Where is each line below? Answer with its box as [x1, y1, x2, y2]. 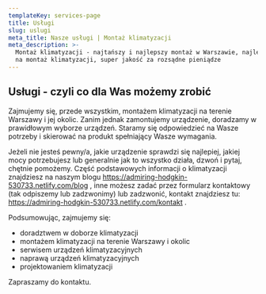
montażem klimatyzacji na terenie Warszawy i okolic [19, 236, 191, 246]
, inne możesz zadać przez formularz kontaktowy [89, 180, 251, 190]
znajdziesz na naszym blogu [8, 172, 101, 181]
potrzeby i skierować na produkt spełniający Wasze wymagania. [8, 132, 218, 141]
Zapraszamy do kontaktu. [8, 277, 92, 286]
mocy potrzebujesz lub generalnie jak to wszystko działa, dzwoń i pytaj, [8, 155, 243, 165]
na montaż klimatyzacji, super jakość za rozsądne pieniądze [15, 56, 222, 64]
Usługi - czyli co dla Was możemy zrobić [8, 85, 211, 99]
